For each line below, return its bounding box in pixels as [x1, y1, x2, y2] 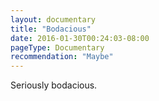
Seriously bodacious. [10, 79, 98, 91]
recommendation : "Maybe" [10, 52, 114, 62]
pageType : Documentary [10, 42, 105, 53]
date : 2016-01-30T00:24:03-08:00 [10, 33, 150, 43]
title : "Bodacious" [10, 24, 92, 34]
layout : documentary [10, 14, 97, 25]
